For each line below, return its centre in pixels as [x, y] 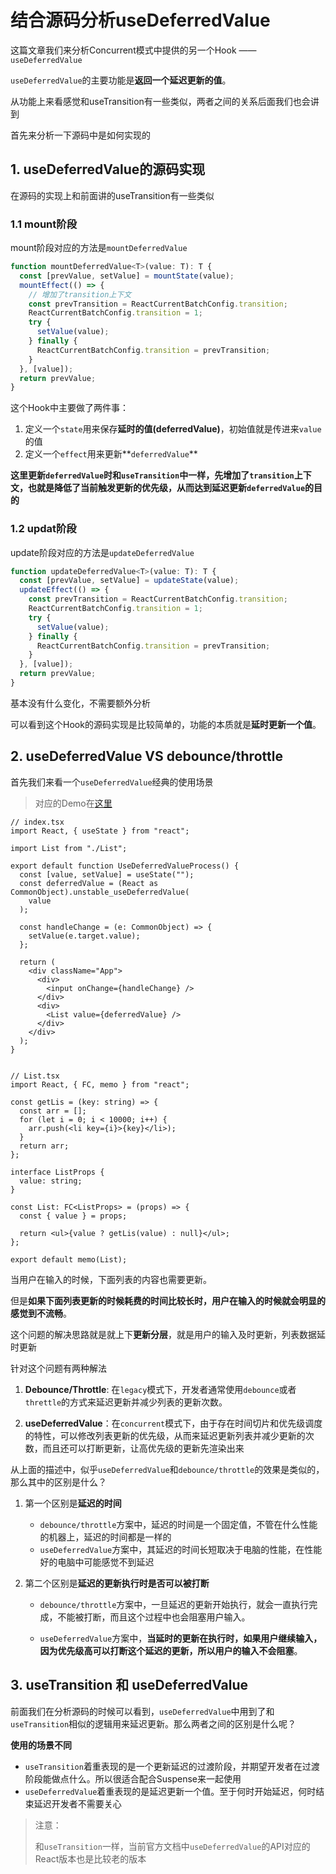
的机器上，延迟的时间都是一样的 [105, 1537]
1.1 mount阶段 [44, 224]
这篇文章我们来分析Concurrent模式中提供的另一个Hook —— [133, 50]
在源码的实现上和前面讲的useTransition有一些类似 [112, 195]
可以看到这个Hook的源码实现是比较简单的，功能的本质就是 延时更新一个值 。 [166, 724]
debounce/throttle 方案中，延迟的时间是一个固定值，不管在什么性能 [178, 1524]
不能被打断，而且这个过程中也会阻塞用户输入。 [154, 1617]
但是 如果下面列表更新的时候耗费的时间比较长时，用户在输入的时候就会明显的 [168, 1300]
